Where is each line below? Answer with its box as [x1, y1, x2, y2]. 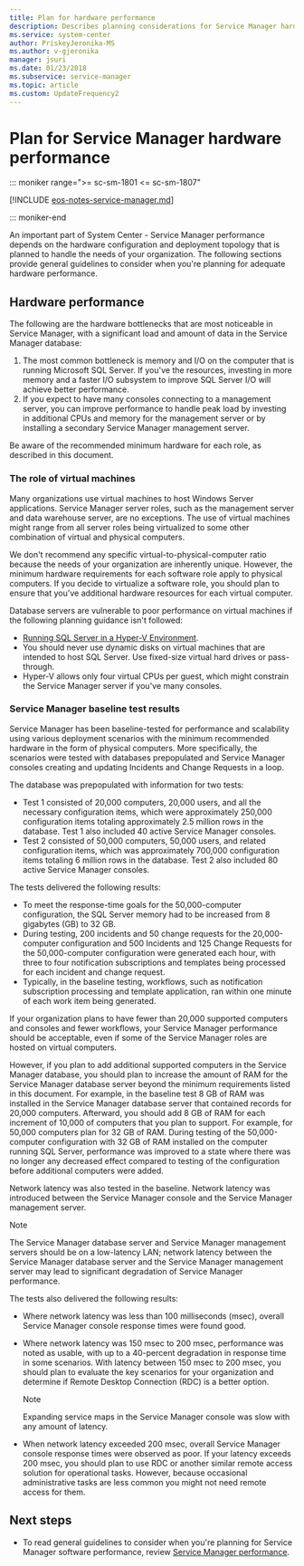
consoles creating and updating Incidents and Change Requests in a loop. [9, 761, 285, 772]
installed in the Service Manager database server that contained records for [9, 1097, 292, 1109]
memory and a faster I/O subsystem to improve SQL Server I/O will [22, 375, 271, 386]
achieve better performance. [22, 384, 129, 395]
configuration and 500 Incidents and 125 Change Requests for [61, 938, 292, 949]
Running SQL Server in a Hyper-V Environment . [22, 632, 199, 643]
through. [22, 661, 55, 672]
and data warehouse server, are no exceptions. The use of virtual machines [9, 512, 291, 523]
